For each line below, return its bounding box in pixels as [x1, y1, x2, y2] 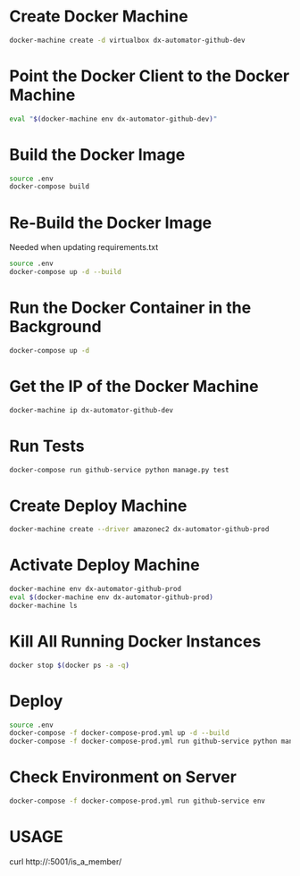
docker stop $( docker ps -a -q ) [9, 661, 129, 670]
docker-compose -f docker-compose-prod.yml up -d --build [9, 729, 229, 738]
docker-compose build [9, 182, 90, 191]
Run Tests [9, 436, 85, 456]
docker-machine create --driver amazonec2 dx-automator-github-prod [9, 525, 270, 534]
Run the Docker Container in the [9, 297, 252, 318]
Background [9, 317, 102, 337]
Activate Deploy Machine [9, 555, 200, 575]
